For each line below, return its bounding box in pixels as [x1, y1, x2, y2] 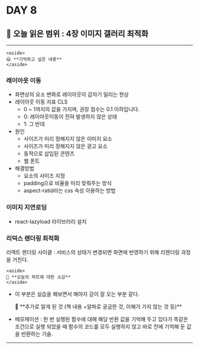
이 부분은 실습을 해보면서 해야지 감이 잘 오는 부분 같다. [14, 290, 140, 298]
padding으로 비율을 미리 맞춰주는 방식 [23, 180, 112, 187]
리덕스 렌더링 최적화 [6, 234, 60, 243]
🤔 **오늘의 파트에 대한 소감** [6, 274, 71, 280]
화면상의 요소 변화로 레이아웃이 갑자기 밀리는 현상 [14, 91, 129, 98]
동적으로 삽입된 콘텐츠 [23, 150, 75, 157]
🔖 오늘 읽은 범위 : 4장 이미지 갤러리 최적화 [6, 28, 149, 38]
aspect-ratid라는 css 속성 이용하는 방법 [23, 187, 116, 194]
